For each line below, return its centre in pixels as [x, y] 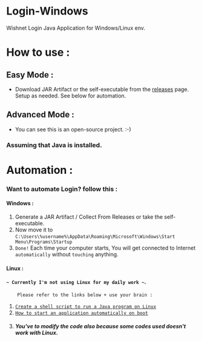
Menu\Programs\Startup [44, 242]
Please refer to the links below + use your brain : [85, 295]
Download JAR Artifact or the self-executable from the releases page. [102, 89]
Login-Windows [47, 11]
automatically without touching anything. [67, 254]
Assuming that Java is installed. [54, 145]
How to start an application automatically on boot [81, 313]
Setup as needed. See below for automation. [70, 96]
